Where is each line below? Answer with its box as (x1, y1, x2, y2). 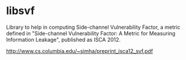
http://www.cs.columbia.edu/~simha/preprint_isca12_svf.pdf (6, 47, 153, 54)
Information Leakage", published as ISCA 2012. (6, 36, 121, 43)
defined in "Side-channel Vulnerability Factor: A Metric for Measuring (6, 29, 176, 36)
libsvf (6, 4, 35, 18)
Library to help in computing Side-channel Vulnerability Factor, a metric (6, 24, 181, 31)
